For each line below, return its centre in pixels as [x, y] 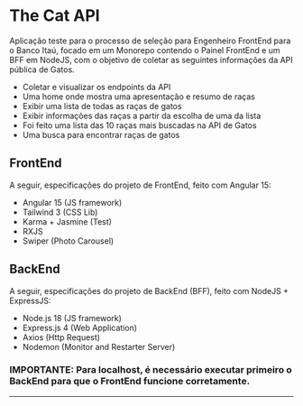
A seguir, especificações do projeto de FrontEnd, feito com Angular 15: [141, 185]
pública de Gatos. [42, 69]
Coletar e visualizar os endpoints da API [96, 87]
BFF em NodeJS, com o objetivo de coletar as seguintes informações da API [151, 60]
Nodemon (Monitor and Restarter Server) [99, 346]
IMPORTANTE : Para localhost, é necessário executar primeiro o [151, 370]
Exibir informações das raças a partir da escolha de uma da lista [142, 115]
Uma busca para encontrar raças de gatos [101, 134]
